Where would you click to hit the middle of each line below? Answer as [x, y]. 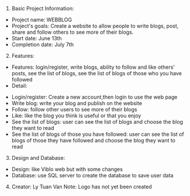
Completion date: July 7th [43, 44]
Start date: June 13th [37, 38]
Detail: [19, 86]
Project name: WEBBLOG [42, 20]
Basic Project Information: [43, 8]
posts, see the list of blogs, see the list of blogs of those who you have [97, 73]
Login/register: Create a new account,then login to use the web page [94, 97]
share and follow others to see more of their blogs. [72, 32]
